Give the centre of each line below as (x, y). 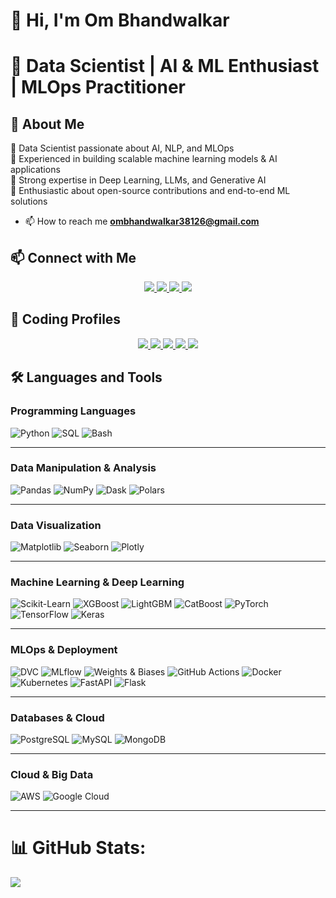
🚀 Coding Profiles (66, 319)
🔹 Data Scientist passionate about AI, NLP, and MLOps (122, 148)
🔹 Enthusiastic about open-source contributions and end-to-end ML (150, 191)
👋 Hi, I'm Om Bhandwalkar (120, 20)
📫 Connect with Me (73, 257)
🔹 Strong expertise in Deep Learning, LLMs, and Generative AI (138, 180)
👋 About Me (47, 124)
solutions (29, 201)
